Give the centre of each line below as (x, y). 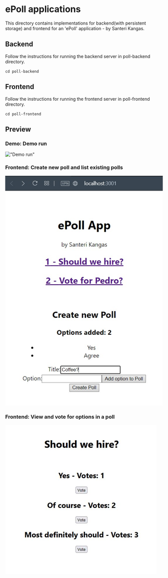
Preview (18, 129)
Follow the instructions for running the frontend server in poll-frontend (77, 99)
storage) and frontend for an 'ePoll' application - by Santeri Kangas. (75, 28)
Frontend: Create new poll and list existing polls (64, 167)
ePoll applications (43, 9)
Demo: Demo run (26, 143)
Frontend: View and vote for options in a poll (60, 417)
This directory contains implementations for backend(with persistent (76, 23)
